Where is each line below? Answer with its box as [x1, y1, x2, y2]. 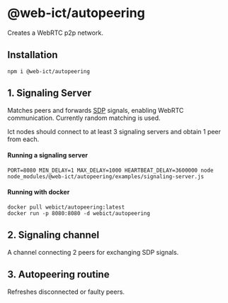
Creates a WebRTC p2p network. [7, 28, 104, 37]
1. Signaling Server [7, 87, 92, 99]
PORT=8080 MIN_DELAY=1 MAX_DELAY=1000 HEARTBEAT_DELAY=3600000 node [7, 167, 214, 174]
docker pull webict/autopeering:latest [7, 204, 125, 211]
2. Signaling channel [7, 229, 100, 241]
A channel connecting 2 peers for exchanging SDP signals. [7, 248, 179, 256]
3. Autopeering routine [7, 268, 110, 281]
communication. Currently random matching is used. [7, 114, 161, 122]
